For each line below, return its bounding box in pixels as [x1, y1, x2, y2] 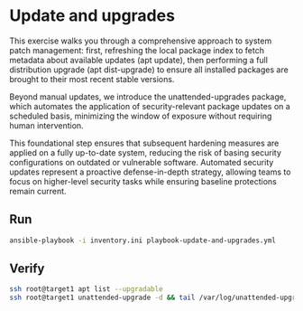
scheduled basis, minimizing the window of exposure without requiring [9, 110, 272, 121]
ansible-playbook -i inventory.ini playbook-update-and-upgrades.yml [9, 236, 277, 245]
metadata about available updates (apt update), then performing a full [9, 54, 269, 65]
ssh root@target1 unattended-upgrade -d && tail [9, 293, 196, 303]
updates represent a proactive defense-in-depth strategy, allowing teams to [9, 166, 291, 177]
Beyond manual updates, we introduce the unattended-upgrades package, [9, 91, 287, 102]
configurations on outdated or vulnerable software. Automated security [9, 156, 274, 167]
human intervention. [9, 119, 84, 131]
